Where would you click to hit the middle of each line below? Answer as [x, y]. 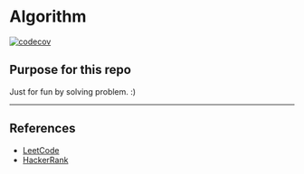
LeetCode [41, 150]
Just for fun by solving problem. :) [73, 91]
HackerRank [45, 160]
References [43, 128]
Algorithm [48, 17]
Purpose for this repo [70, 70]
